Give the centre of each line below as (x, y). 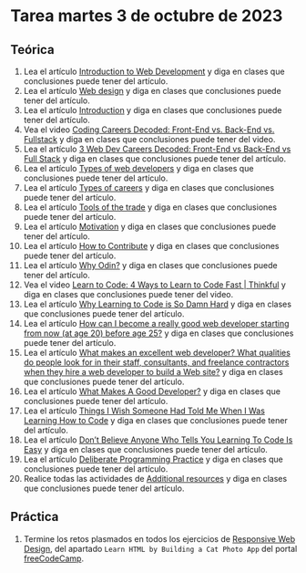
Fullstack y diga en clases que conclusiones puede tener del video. (149, 139)
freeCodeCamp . (54, 558)
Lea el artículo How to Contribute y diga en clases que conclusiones (151, 246)
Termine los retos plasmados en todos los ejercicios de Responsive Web (159, 538)
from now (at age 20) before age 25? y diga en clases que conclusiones (158, 333)
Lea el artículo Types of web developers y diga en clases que (138, 168)
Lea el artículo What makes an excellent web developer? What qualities (157, 353)
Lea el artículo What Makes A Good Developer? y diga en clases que (152, 391)
